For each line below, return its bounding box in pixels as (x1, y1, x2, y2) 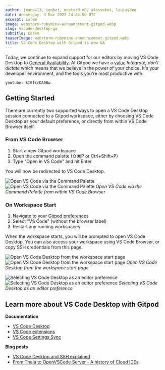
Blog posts (5, 344, 28, 350)
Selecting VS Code (118, 280, 158, 286)
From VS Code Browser (5, 136, 64, 143)
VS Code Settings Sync (12, 334, 62, 340)
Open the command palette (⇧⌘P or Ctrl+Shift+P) (12, 153, 119, 159)
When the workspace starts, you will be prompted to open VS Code (5, 233, 145, 239)
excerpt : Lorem (5, 17, 37, 22)
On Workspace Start (5, 201, 57, 208)
